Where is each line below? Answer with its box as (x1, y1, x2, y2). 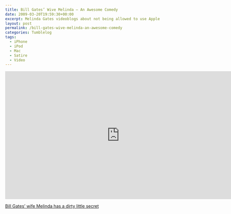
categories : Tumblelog (5, 30, 52, 35)
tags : (5, 35, 16, 40)
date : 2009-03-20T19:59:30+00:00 (5, 12, 74, 17)
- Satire (9, 53, 28, 58)
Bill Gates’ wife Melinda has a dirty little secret (5, 203, 99, 209)
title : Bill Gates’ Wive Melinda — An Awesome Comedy (5, 7, 118, 12)
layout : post (5, 21, 32, 26)
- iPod (9, 44, 23, 49)
